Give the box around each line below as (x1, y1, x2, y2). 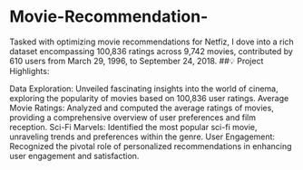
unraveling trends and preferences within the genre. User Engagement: (9, 131, 275, 142)
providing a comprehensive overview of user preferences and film (9, 111, 257, 123)
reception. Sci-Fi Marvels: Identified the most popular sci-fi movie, (9, 121, 258, 132)
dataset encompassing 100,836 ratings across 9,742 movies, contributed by (9, 45, 293, 56)
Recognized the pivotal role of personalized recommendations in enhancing (9, 140, 292, 151)
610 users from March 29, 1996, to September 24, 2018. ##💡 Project (9, 55, 264, 66)
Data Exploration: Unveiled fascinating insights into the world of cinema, (9, 83, 279, 94)
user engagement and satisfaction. (9, 150, 140, 161)
